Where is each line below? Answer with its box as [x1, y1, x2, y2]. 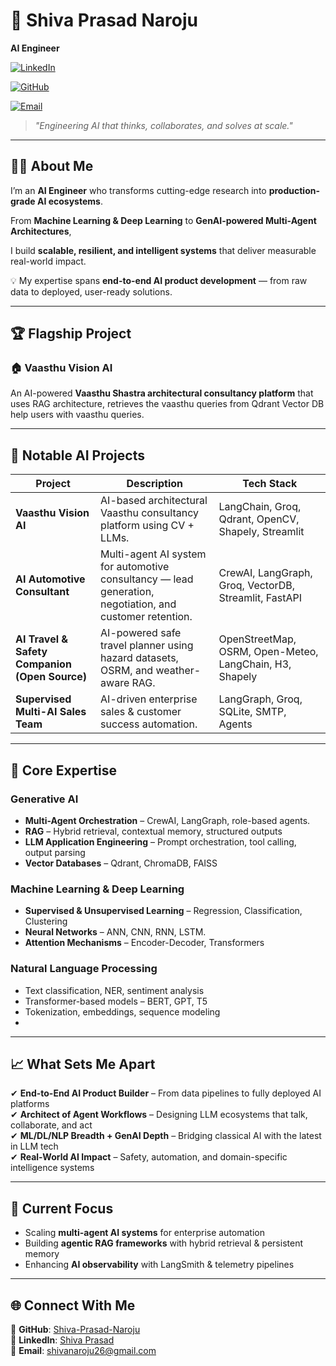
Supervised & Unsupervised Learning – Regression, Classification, [24, 905, 303, 917]
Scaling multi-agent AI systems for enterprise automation [24, 1227, 266, 1239]
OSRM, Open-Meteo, [218, 645, 319, 659]
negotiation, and [100, 597, 177, 611]
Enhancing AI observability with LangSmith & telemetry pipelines [24, 1259, 295, 1271]
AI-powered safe [100, 626, 182, 640]
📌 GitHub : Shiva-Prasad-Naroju [10, 1323, 141, 1335]
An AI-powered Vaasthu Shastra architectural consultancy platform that [10, 387, 314, 399]
